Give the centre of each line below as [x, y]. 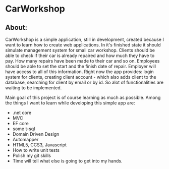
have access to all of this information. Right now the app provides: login [79, 72]
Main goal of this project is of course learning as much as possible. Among [83, 97]
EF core [21, 123]
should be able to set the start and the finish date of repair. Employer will [81, 66]
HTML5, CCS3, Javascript [40, 145]
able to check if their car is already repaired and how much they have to [80, 55]
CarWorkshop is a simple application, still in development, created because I [84, 39]
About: [16, 27]
